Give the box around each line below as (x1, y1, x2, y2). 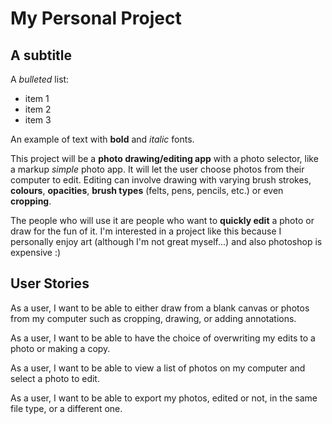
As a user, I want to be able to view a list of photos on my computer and (10, 362, 306, 374)
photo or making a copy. (10, 342, 111, 354)
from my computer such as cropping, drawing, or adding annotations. (10, 312, 297, 324)
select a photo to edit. (10, 372, 100, 384)
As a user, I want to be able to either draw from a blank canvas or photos (10, 302, 310, 314)
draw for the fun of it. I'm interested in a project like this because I (10, 225, 282, 237)
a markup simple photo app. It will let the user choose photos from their (10, 163, 305, 175)
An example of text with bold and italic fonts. (10, 133, 195, 145)
